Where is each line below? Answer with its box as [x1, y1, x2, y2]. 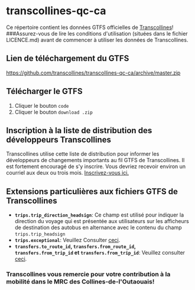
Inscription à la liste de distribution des [6, 125, 152, 136]
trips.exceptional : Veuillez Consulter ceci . [14, 237, 121, 244]
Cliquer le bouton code [14, 102, 69, 109]
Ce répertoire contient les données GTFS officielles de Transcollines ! [6, 24, 174, 31]
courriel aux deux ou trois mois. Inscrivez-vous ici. [6, 169, 129, 176]
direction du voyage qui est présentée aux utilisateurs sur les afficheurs [14, 218, 189, 225]
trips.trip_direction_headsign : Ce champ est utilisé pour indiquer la [14, 211, 184, 218]
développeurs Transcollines [6, 134, 111, 144]
